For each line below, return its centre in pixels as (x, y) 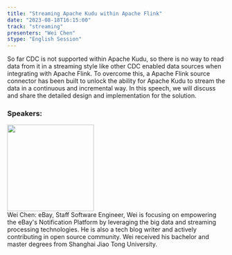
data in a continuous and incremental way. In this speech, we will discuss (111, 88)
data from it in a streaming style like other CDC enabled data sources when (114, 66)
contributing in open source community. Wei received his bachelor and (108, 237)
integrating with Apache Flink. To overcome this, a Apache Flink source (109, 74)
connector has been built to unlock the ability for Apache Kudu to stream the (116, 81)
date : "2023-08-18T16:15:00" (49, 20)
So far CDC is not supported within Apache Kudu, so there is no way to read (116, 59)
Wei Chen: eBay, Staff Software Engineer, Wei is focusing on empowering (112, 215)
